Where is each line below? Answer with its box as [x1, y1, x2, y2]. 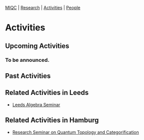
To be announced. [5, 56, 49, 63]
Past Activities [5, 72, 51, 80]
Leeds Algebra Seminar [12, 101, 60, 107]
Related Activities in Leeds [5, 89, 89, 97]
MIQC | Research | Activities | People [5, 5, 81, 10]
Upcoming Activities [5, 42, 69, 50]
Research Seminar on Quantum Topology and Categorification [12, 129, 140, 135]
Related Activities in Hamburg [5, 116, 99, 125]
